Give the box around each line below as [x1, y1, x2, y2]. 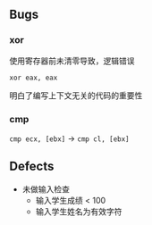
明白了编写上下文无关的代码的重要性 [9, 89, 143, 101]
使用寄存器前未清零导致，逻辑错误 [9, 55, 135, 66]
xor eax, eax [9, 73, 58, 82]
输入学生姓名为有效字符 [35, 205, 122, 217]
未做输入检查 [21, 183, 70, 195]
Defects [9, 159, 55, 174]
